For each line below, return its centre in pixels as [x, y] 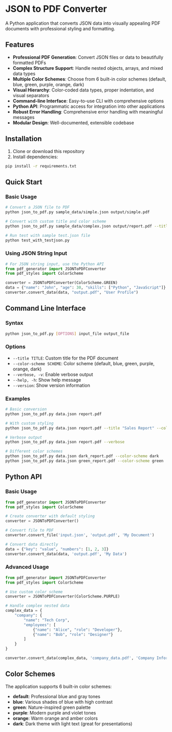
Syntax [14, 323]
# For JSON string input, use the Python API [55, 264]
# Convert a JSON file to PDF [38, 208]
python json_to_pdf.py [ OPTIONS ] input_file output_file [67, 334]
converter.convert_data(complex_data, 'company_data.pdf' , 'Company [80, 658]
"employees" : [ [40, 625]
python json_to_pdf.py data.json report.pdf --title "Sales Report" [80, 428]
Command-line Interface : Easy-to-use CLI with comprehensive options [88, 101]
